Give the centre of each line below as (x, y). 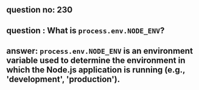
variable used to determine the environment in (96, 61)
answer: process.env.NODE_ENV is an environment (100, 51)
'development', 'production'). (63, 79)
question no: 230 (40, 10)
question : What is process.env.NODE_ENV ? (86, 31)
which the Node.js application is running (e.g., (96, 70)
